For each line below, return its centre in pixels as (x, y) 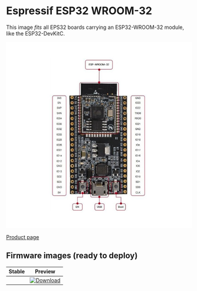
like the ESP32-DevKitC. (35, 33)
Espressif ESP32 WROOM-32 (79, 11)
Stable (17, 272)
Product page (23, 237)
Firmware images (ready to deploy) (72, 256)
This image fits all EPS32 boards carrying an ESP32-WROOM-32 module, (95, 27)
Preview (45, 272)
